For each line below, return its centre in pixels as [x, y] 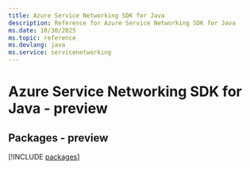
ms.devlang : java [37, 45]
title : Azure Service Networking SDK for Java [87, 15]
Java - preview [58, 109]
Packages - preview [58, 138]
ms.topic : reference [42, 38]
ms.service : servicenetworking [60, 52]
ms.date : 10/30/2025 [42, 30]
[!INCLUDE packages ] [44, 157]
